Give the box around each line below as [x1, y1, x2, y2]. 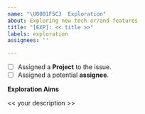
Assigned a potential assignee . [17, 71, 109, 79]
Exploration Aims [7, 85, 59, 93]
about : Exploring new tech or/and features [7, 17, 139, 24]
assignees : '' [7, 37, 50, 44]
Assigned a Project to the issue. [17, 63, 112, 71]
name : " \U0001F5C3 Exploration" [7, 10, 107, 18]
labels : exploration [7, 30, 69, 38]
